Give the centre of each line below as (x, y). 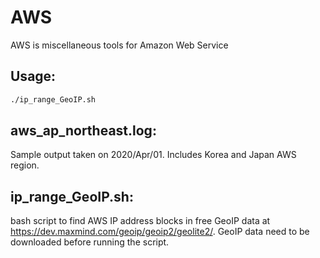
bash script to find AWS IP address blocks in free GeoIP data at (140, 221)
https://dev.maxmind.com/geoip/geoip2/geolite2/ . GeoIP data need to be (160, 232)
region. (25, 165)
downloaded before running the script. (90, 242)
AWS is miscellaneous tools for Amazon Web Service (119, 45)
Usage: (33, 76)
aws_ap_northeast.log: (83, 131)
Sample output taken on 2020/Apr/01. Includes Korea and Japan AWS (153, 155)
